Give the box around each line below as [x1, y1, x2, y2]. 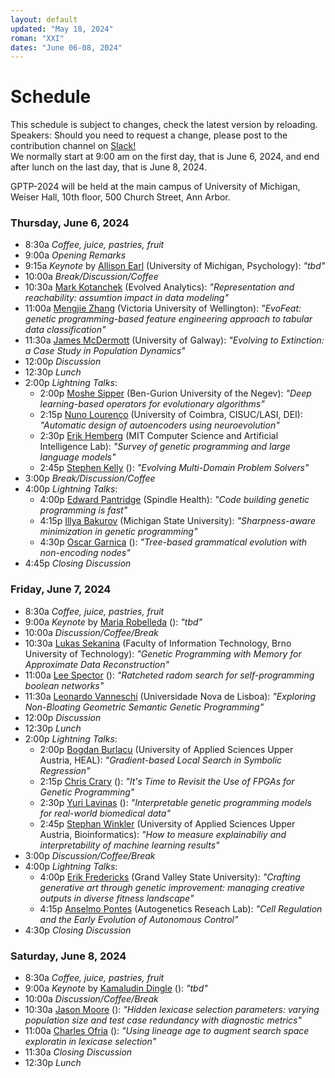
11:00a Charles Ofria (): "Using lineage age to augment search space [24, 1025, 310, 1037]
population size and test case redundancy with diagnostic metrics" [24, 1014, 303, 1026]
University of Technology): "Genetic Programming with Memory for [24, 647, 302, 660]
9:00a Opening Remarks [24, 249, 127, 261]
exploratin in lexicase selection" [24, 1036, 157, 1048]
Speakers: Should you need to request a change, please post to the [10, 129, 288, 141]
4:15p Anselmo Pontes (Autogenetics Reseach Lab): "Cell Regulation [39, 902, 323, 915]
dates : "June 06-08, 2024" [10, 42, 123, 53]
